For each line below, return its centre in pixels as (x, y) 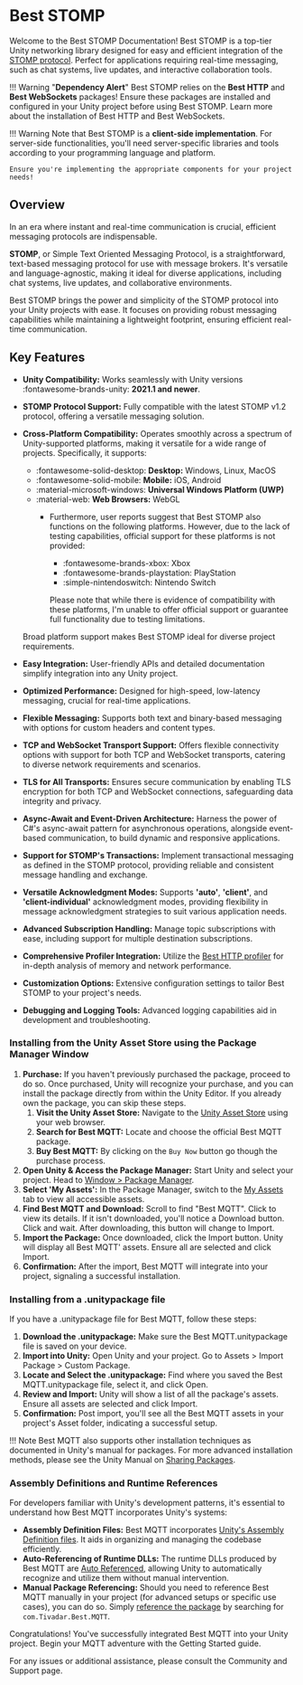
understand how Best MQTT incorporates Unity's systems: (119, 1512)
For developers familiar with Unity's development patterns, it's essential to (147, 1503)
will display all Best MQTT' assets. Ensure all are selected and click (147, 1247)
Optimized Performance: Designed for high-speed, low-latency (141, 691)
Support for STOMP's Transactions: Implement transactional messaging (158, 855)
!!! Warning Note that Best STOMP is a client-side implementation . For (141, 133)
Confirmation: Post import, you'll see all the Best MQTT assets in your (153, 1414)
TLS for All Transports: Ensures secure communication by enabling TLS (156, 781)
